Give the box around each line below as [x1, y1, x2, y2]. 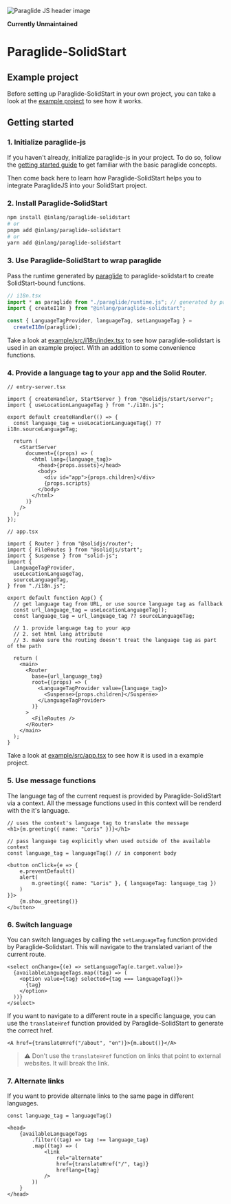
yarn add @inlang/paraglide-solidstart [7, 240, 122, 247]
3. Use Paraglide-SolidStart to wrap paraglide [7, 256, 162, 265]
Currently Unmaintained [7, 20, 78, 28]
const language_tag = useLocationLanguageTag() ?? [13, 420, 162, 427]
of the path [7, 643, 41, 650]
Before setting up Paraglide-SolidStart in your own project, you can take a [7, 90, 217, 98]
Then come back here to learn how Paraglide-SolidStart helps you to [7, 174, 201, 182]
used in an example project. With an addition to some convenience [7, 344, 196, 352]
